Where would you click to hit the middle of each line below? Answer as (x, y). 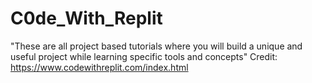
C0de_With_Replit (86, 18)
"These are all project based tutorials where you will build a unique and (156, 46)
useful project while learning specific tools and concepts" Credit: (144, 56)
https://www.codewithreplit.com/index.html (99, 67)
